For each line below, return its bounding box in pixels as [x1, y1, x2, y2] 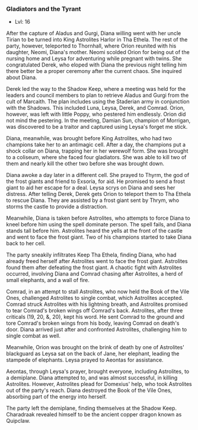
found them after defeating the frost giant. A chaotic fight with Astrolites [6, 264, 182, 271]
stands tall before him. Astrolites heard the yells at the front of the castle [6, 227, 183, 235]
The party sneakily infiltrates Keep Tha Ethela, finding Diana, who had [6, 251, 177, 258]
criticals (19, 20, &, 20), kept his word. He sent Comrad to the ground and [6, 314, 185, 321]
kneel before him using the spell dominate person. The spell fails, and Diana [6, 221, 191, 228]
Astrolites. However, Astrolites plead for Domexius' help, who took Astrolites [6, 381, 192, 388]
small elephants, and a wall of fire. [6, 277, 90, 284]
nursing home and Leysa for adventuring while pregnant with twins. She [6, 55, 182, 62]
